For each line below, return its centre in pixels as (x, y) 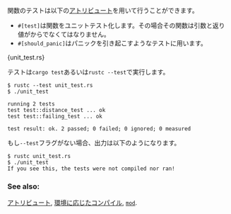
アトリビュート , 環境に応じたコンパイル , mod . (72, 203)
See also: (24, 186)
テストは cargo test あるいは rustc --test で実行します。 (88, 72)
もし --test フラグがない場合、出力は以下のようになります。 (94, 143)
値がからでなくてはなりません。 (64, 34)
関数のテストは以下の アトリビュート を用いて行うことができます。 (103, 10)
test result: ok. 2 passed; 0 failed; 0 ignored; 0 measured (99, 129)
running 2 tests (31, 104)
